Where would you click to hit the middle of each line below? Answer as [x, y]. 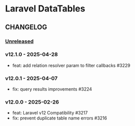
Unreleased [19, 41]
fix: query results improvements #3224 [52, 89]
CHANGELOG [26, 27]
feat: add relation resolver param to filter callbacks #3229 [71, 65]
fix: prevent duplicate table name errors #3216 [60, 118]
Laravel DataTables [45, 9]
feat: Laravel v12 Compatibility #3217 [50, 113]
